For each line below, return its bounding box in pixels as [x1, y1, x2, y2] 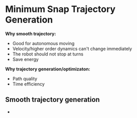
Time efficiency [12, 81, 45, 87]
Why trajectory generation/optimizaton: [5, 66, 90, 72]
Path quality [12, 75, 38, 81]
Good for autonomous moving [12, 40, 75, 46]
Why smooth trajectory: [5, 30, 56, 36]
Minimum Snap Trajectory [5, 3, 116, 15]
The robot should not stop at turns [12, 51, 84, 57]
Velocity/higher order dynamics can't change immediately [12, 45, 132, 51]
